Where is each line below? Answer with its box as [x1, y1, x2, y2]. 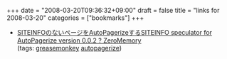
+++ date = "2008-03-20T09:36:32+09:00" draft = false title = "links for [6, 6, 220, 14]
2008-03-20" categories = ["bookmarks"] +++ [6, 14, 144, 22]
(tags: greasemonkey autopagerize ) [16, 44, 122, 52]
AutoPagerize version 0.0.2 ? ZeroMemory [16, 36, 142, 45]
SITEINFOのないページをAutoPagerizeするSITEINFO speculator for [16, 28, 213, 36]
